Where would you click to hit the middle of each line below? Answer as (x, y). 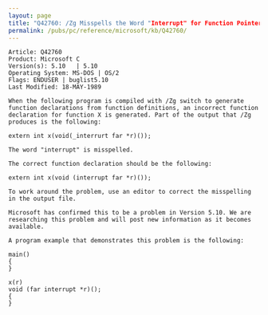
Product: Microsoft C (44, 59)
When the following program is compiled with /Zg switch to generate (126, 101)
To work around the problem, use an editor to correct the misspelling (130, 192)
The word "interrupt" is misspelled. (71, 150)
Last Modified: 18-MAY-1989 (55, 87)
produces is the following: (55, 122)
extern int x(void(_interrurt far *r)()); (80, 136)
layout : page (30, 16)
